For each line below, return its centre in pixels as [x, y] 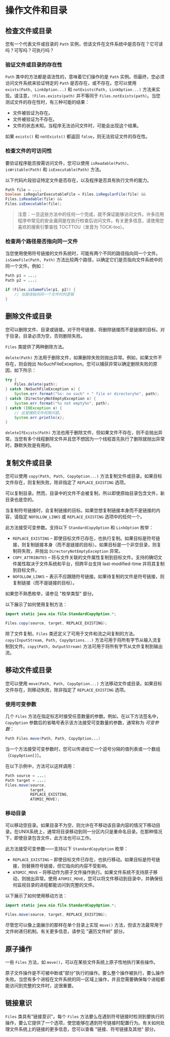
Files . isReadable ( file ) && [34, 199]
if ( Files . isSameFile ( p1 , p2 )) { [40, 290]
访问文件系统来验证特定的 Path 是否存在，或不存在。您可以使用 [71, 83]
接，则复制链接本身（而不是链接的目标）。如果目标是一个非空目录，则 [84, 545]
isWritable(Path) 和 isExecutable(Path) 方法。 [55, 169]
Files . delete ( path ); [36, 384]
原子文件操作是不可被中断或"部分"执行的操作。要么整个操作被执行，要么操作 [85, 973]
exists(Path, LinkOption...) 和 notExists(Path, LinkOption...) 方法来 [80, 89]
